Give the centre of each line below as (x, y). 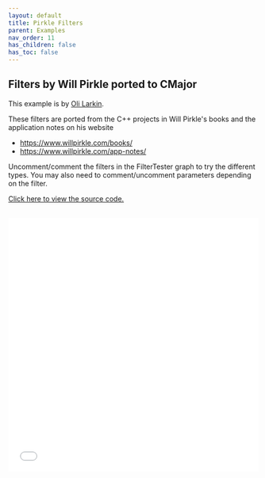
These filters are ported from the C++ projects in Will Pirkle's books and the (132, 119)
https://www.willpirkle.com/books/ (76, 143)
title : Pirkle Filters (46, 23)
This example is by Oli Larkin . (56, 103)
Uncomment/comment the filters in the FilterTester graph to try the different (132, 166)
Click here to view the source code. (66, 198)
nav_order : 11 (32, 38)
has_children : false (42, 45)
